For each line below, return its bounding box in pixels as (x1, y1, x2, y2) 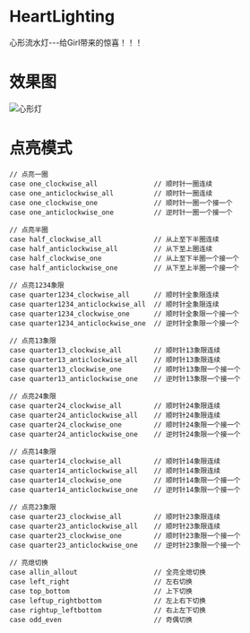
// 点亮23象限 (9, 502, 56, 512)
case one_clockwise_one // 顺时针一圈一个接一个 (9, 198, 233, 207)
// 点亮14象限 (9, 447, 56, 456)
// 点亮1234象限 (9, 281, 65, 290)
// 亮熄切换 (9, 558, 49, 567)
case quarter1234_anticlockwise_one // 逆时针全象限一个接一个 (9, 318, 239, 328)
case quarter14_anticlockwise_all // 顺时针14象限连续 (9, 466, 221, 475)
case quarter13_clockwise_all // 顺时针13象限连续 (9, 345, 221, 355)
